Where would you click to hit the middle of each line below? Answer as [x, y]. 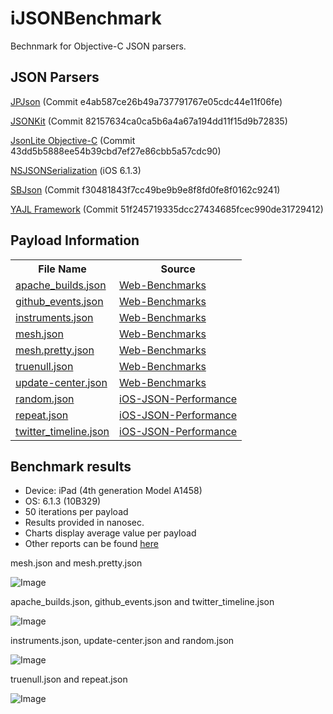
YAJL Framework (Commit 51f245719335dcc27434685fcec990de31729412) [167, 209]
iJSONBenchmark [86, 18]
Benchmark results [71, 466]
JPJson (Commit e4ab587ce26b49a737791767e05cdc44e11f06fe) [146, 101]
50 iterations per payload [76, 512]
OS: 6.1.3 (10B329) [63, 501]
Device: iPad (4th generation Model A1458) [113, 491]
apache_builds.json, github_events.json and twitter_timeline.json [142, 602]
